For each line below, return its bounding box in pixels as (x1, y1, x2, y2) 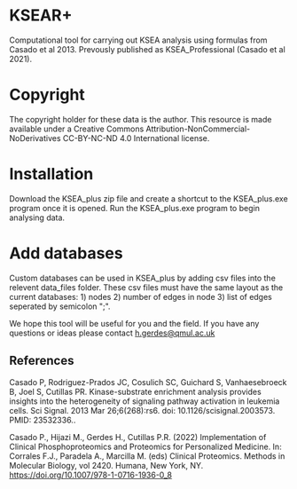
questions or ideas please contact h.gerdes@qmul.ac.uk (9, 327, 215, 338)
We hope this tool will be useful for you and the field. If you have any (9, 318, 260, 328)
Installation (9, 164, 94, 185)
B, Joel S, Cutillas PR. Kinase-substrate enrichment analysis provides (9, 386, 262, 397)
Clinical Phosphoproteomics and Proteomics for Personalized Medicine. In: (9, 441, 282, 452)
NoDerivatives (9, 132, 61, 143)
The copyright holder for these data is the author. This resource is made (9, 114, 272, 124)
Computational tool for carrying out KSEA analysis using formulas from (9, 35, 268, 45)
